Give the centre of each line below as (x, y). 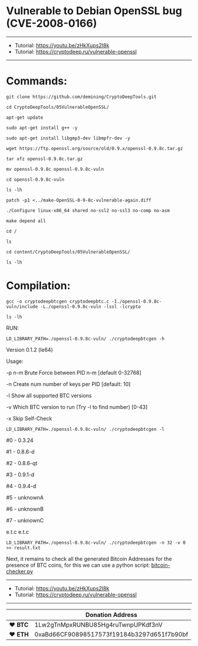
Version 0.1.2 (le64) (29, 349)
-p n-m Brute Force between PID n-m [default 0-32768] (74, 372)
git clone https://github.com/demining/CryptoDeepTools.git (82, 97)
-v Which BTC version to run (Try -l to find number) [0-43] (77, 407)
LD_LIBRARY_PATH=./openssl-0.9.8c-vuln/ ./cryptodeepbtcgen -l (85, 429)
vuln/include (22, 306)
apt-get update (25, 117)
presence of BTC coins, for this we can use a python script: (78, 565)
